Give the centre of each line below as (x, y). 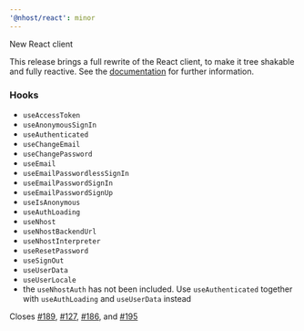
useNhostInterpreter (61, 241)
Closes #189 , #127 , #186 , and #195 (74, 316)
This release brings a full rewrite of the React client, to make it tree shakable (152, 61)
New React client (41, 44)
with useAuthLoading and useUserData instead (107, 298)
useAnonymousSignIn (60, 125)
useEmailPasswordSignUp (68, 192)
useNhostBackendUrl (60, 232)
